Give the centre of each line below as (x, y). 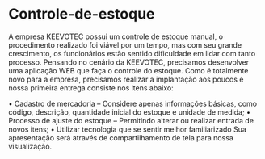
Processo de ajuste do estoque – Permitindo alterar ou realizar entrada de (131, 120)
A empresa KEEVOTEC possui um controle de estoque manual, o (116, 36)
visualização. (30, 146)
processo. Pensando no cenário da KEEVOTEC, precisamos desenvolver (129, 62)
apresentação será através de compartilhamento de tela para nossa (121, 137)
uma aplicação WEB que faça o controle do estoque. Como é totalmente (128, 70)
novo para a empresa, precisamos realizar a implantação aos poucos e (126, 79)
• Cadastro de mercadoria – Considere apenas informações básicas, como (132, 103)
